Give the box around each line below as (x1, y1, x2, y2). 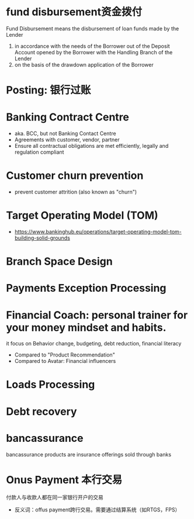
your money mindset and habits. (6, 321, 167, 334)
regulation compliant (14, 148, 64, 155)
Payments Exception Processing (6, 282, 167, 295)
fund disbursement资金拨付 (6, 5, 142, 19)
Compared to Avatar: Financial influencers (14, 358, 116, 365)
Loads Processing (6, 378, 95, 392)
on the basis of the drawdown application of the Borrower (14, 61, 154, 68)
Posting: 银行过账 (6, 84, 91, 97)
